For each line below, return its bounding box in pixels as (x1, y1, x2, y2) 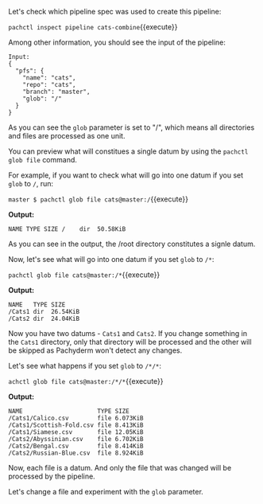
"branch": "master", (22, 88, 91, 96)
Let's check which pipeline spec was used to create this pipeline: (8, 7, 222, 16)
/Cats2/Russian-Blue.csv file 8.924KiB (8, 449, 145, 457)
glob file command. (8, 155, 78, 164)
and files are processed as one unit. (8, 131, 126, 140)
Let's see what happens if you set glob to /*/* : (8, 361, 161, 370)
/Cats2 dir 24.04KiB (8, 315, 80, 322)
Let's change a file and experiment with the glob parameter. (8, 487, 204, 496)
